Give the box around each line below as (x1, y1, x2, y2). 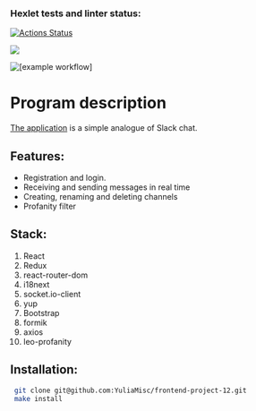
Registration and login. (22, 173, 107, 184)
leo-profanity (22, 336, 73, 347)
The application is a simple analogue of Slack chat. (10, 123, 198, 133)
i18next (22, 278, 50, 289)
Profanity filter (22, 201, 77, 212)
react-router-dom (22, 270, 89, 280)
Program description (10, 93, 166, 114)
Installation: (10, 362, 79, 378)
